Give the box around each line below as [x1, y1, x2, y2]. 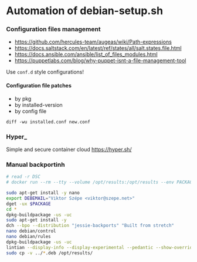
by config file [14, 108, 47, 115]
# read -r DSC [6, 174, 41, 180]
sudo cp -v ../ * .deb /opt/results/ [6, 250, 93, 256]
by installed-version [14, 101, 63, 108]
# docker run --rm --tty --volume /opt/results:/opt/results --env [6, 179, 175, 186]
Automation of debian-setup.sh [6, 4, 163, 18]
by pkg [14, 95, 32, 102]
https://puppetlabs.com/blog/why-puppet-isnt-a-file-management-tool [14, 57, 186, 64]
